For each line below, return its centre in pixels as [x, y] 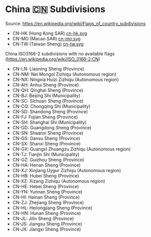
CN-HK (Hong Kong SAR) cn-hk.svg [50, 33]
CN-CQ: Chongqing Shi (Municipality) [51, 106]
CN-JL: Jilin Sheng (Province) [43, 218]
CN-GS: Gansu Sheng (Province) [46, 138]
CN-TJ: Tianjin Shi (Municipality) [46, 154]
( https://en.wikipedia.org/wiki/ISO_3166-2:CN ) [53, 59]
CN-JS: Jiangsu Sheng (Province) [47, 224]
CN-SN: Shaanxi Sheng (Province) [48, 133]
